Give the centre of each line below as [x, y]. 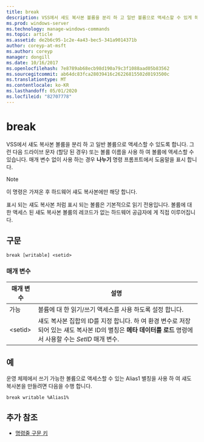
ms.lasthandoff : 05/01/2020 [42, 91]
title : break [23, 12]
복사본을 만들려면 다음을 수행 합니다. [49, 386]
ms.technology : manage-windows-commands [58, 29]
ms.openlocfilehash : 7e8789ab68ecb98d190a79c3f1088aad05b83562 [88, 68]
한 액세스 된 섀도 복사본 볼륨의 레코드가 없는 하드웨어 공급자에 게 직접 [88, 212]
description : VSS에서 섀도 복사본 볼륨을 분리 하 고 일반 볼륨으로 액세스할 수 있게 [99, 18]
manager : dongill [28, 57]
